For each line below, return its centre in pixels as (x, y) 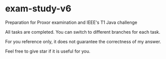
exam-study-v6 (38, 9)
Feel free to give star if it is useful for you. (48, 51)
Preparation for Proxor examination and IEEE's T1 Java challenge (71, 22)
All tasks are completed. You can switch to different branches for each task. (83, 32)
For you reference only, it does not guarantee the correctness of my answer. (83, 41)
